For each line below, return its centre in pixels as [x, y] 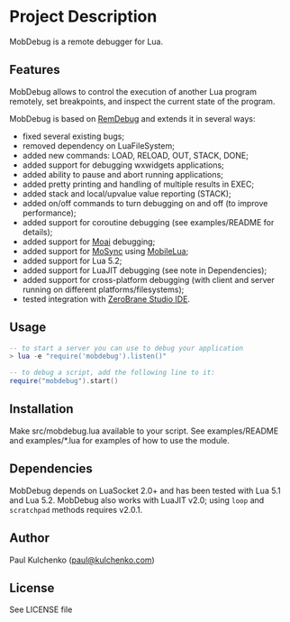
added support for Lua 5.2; [72, 261]
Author [29, 538]
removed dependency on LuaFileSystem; [99, 145]
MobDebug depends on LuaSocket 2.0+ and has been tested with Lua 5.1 [145, 490]
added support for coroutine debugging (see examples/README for [148, 222]
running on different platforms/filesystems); [103, 289]
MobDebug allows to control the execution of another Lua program [133, 91]
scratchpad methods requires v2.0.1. [76, 509]
